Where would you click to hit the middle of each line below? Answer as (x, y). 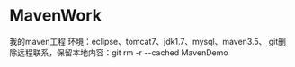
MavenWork (55, 16)
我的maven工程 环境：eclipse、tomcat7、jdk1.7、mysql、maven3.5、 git (144, 41)
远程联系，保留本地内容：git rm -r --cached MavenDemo (122, 52)
